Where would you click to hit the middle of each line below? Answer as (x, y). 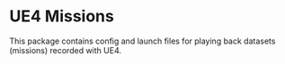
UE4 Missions (62, 16)
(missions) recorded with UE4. (65, 50)
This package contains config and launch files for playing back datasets (142, 41)
